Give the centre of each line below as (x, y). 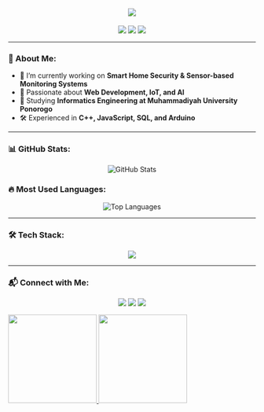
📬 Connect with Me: (49, 283)
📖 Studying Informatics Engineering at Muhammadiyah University (128, 101)
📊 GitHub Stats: (39, 149)
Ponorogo (36, 109)
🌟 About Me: (32, 58)
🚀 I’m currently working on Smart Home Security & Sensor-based (126, 75)
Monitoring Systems (53, 84)
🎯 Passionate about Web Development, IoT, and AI (102, 92)
